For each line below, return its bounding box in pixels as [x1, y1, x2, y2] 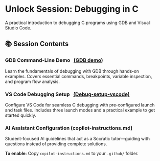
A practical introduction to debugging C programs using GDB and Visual [5, 20, 150, 26]
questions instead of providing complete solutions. [5, 141, 107, 147]
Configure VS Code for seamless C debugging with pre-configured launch [5, 102, 155, 107]
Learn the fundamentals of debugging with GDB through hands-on [5, 68, 139, 74]
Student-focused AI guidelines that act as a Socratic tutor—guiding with [5, 136, 150, 142]
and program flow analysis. [5, 79, 60, 84]
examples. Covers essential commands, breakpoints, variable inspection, [5, 73, 153, 79]
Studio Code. [5, 25, 32, 30]
